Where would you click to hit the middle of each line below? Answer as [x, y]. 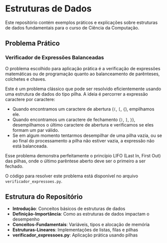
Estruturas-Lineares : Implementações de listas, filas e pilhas [75, 230]
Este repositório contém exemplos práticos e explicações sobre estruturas [82, 22]
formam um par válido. [36, 130]
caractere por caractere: [30, 99]
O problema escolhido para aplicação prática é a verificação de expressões [83, 68]
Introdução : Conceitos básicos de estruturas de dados [69, 209]
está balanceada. [30, 146]
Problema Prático [32, 44]
